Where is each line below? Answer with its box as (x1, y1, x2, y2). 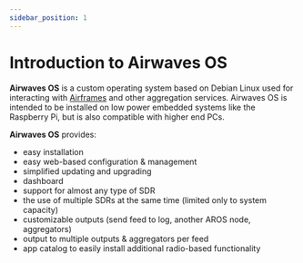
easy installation (22, 146, 84, 157)
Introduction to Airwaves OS (9, 52, 227, 73)
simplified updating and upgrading (22, 165, 152, 177)
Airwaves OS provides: (9, 129, 97, 140)
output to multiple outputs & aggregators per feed (22, 233, 209, 244)
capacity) (22, 204, 59, 215)
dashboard (22, 175, 64, 186)
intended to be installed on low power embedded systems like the (9, 102, 257, 112)
